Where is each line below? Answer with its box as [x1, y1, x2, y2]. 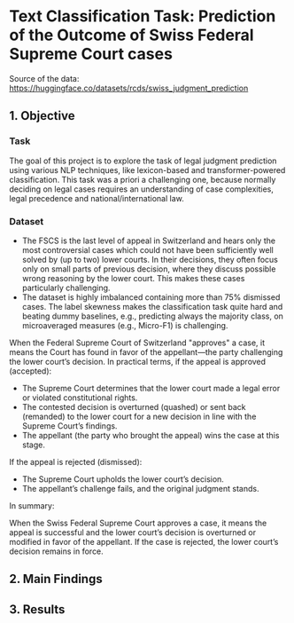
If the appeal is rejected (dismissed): [9, 456, 143, 467]
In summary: [9, 500, 55, 511]
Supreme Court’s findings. [21, 420, 118, 431]
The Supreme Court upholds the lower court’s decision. [21, 473, 224, 485]
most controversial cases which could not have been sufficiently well [21, 244, 275, 255]
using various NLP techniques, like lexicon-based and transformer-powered [9, 164, 286, 175]
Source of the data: [9, 73, 80, 83]
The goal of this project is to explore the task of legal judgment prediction [9, 155, 277, 166]
